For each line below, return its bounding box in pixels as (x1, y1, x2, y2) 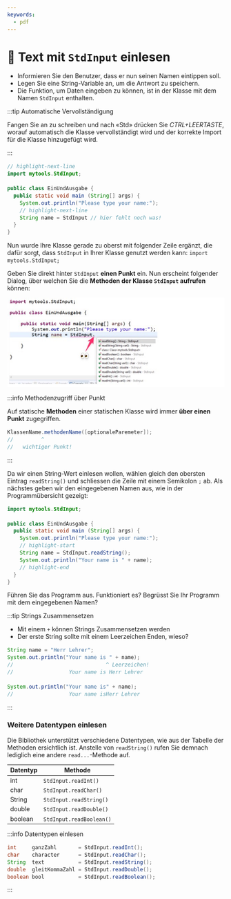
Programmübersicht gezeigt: (7, 491, 88, 499)
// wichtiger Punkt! (7, 443, 72, 450)
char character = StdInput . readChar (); (7, 851, 147, 858)
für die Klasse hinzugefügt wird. (7, 136, 99, 144)
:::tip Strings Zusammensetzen (7, 612, 94, 620)
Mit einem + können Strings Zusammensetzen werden (17, 625, 170, 633)
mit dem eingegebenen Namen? (7, 598, 99, 606)
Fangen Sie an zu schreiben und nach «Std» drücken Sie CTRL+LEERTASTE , (7, 121, 224, 129)
